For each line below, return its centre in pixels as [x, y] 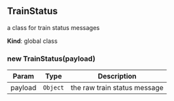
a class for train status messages [54, 27]
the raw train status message [117, 88]
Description [117, 76]
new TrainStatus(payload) [51, 59]
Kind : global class [32, 41]
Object [54, 88]
